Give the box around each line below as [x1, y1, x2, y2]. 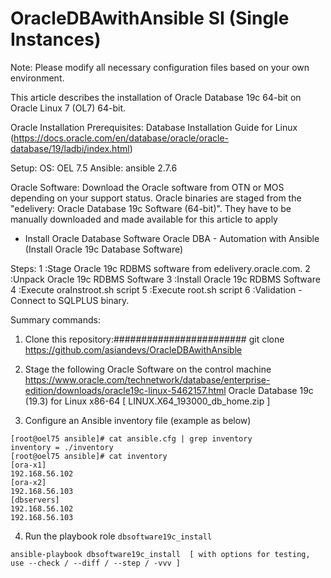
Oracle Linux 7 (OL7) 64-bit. [10, 102, 127, 114]
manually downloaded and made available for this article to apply [10, 213, 278, 225]
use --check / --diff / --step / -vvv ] [10, 558, 182, 568]
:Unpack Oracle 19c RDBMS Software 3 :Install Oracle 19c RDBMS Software [10, 273, 321, 285]
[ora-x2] [10, 477, 47, 487]
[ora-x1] [10, 460, 47, 470]
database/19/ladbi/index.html [10, 142, 130, 154]
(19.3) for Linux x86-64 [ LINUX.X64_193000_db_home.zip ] [24, 395, 271, 407]
